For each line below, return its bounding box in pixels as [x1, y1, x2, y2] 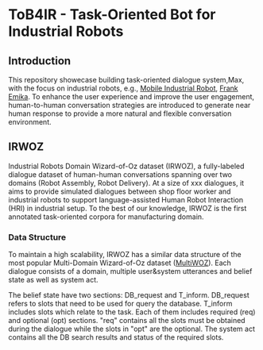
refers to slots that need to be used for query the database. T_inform [8, 299, 233, 309]
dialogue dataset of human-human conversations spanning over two [8, 169, 233, 179]
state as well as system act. [8, 275, 99, 285]
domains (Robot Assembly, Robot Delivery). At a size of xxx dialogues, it [8, 178, 245, 187]
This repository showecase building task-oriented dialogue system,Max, [8, 75, 245, 84]
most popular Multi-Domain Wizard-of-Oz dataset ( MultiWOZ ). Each [8, 258, 232, 267]
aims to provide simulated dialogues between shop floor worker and [8, 187, 231, 196]
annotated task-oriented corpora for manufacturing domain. [8, 212, 204, 221]
